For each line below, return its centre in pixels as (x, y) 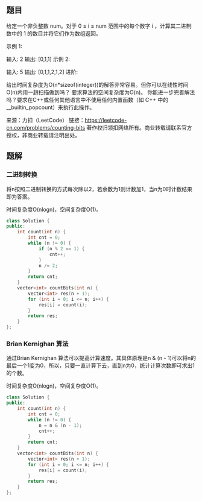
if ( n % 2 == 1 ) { (62, 248)
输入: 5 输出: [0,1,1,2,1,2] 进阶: (42, 72)
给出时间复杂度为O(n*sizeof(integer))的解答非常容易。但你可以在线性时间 (97, 84)
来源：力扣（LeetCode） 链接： (46, 120)
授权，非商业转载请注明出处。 (43, 135)
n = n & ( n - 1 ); (60, 425)
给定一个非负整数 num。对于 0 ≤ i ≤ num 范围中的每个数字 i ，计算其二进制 (99, 26)
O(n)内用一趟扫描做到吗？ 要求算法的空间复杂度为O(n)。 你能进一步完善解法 (101, 92)
